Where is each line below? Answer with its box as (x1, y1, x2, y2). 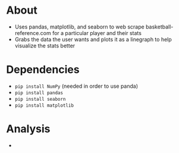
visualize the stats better (14, 42, 76, 49)
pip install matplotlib (14, 102, 74, 109)
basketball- (145, 23, 174, 30)
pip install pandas (14, 90, 64, 95)
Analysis (6, 122, 51, 136)
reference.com (14, 29, 52, 36)
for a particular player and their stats (52, 29, 142, 36)
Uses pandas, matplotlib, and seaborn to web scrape (14, 23, 145, 30)
